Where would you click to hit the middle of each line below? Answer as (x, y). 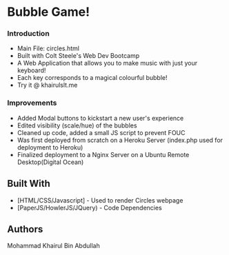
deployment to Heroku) (50, 147)
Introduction (28, 34)
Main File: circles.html (48, 48)
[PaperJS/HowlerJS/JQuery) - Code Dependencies (89, 207)
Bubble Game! (49, 12)
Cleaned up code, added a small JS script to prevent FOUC (101, 132)
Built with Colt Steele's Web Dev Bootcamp (78, 56)
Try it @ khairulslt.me (47, 85)
